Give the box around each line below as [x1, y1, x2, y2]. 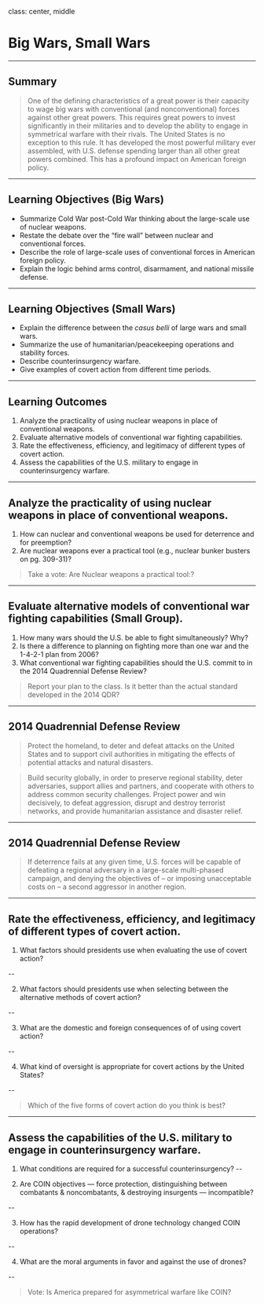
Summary [8, 75, 57, 89]
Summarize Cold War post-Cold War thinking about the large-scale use [19, 214, 250, 223]
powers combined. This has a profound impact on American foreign [27, 154, 247, 163]
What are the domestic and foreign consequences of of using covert [19, 1023, 241, 1033]
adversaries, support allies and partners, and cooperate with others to [27, 781, 255, 791]
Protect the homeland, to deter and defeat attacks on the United [27, 740, 235, 750]
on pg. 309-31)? [19, 554, 72, 564]
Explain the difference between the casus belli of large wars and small [19, 323, 247, 332]
